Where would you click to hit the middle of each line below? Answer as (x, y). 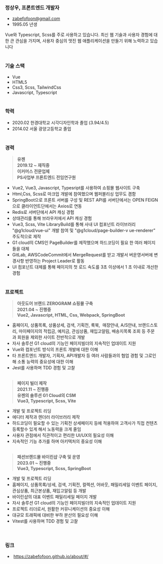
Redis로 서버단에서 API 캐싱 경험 (43, 212)
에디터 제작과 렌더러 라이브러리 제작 (46, 417)
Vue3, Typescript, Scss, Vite (46, 401)
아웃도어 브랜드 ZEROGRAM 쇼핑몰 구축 (55, 303)
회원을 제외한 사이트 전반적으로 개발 (51, 338)
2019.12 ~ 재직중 (33, 165)
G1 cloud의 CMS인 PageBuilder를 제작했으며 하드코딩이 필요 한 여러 (77, 243)
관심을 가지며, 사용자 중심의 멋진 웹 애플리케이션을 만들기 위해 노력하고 (82, 41)
